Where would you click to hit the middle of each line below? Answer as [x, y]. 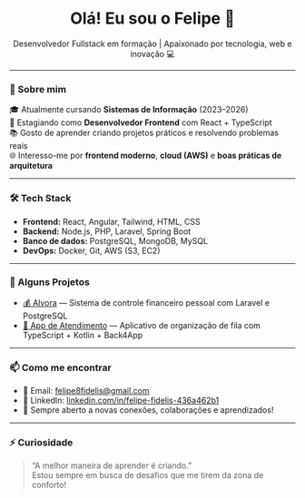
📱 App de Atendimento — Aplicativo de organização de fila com [142, 325]
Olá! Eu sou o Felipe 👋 [152, 19]
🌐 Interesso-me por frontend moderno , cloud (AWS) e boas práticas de [146, 156]
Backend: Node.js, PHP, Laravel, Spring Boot [107, 231]
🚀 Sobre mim [38, 89]
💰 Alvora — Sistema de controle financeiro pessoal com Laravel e [146, 302]
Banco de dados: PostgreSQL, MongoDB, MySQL [115, 240]
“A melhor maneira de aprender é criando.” [112, 465]
